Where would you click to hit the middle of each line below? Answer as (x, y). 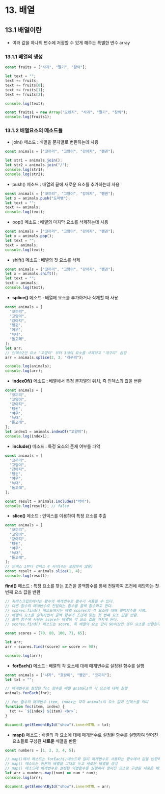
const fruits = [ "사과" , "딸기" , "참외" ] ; (46, 67)
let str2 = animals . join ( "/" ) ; (37, 165)
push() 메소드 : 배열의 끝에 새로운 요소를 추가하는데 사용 (66, 184)
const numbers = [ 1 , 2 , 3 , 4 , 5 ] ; (41, 750)
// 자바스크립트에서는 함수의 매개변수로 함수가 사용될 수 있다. (60, 601)
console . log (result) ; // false (37, 506)
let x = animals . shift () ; (31, 274)
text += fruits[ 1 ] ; (25, 90)
